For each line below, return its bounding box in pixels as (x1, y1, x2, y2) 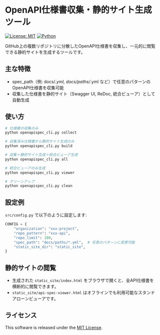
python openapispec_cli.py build (5, 144, 73, 149)
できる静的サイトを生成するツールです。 (5, 49, 86, 55)
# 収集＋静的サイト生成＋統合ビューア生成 (5, 152, 78, 157)
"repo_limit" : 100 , (14, 235, 53, 240)
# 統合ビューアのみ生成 (5, 166, 46, 170)
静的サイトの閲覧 (5, 263, 56, 272)
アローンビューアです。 (12, 296, 59, 302)
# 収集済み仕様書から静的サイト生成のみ (5, 139, 75, 144)
